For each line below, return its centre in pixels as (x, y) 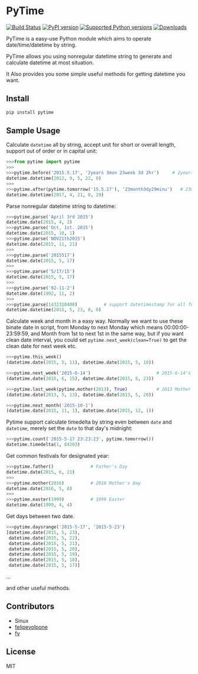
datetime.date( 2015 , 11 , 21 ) (42, 244)
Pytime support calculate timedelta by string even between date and (89, 422)
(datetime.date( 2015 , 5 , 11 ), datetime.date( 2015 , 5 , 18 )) (80, 363)
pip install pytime (30, 112)
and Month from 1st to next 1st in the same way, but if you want (107, 333)
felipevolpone (31, 627)
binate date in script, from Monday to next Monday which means (85, 328)
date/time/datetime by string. (41, 45)
